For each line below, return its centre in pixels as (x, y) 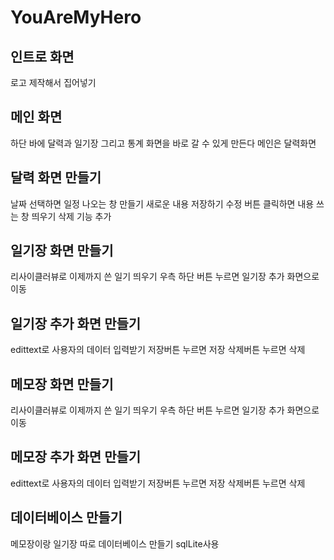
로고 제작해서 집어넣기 (53, 82)
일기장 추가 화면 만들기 (76, 323)
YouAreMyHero (76, 17)
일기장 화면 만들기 (62, 251)
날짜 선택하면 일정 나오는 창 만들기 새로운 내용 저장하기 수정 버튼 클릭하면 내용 (162, 203)
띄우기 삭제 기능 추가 (71, 216)
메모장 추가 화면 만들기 (76, 457)
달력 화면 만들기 (56, 177)
